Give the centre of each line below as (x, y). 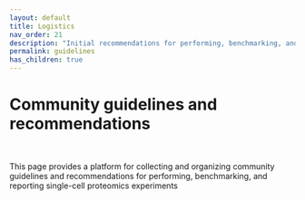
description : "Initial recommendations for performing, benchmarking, (146, 43)
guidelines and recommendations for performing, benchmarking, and (138, 176)
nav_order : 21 (36, 34)
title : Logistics (42, 26)
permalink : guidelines (52, 52)
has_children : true (46, 60)
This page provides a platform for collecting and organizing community (142, 166)
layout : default (40, 18)
